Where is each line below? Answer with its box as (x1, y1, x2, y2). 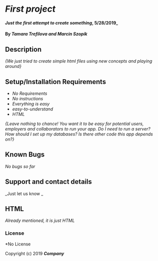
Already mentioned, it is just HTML (5, 217, 75, 223)
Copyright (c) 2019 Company (5, 250, 65, 256)
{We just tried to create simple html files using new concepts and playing (5, 58, 153, 64)
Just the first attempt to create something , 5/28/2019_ (5, 20, 118, 25)
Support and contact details (5, 177, 92, 186)
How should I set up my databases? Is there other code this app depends (5, 131, 153, 137)
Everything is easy (12, 101, 50, 107)
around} (5, 64, 22, 69)
